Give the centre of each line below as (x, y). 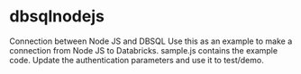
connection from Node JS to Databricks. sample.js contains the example (143, 50)
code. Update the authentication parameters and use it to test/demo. (137, 60)
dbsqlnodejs (57, 16)
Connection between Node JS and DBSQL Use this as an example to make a (151, 41)
